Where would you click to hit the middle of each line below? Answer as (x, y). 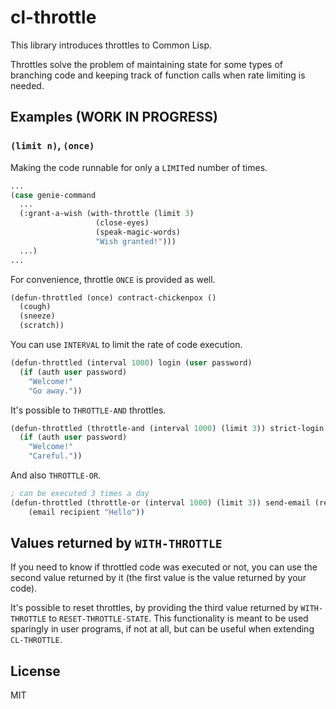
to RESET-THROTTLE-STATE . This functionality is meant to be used (178, 618)
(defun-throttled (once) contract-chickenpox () (113, 297)
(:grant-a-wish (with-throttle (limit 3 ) (107, 214)
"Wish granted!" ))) (136, 241)
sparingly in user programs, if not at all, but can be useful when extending (162, 629)
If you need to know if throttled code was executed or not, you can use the (164, 567)
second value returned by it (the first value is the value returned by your (158, 578)
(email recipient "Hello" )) (86, 512)
